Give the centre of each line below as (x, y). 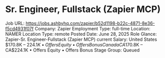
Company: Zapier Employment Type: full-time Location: (93, 28)
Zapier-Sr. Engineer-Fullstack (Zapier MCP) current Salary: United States (81, 39)
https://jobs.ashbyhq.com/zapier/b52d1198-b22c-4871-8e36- (90, 23)
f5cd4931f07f (20, 28)
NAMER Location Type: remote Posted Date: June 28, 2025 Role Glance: (81, 34)
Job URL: (15, 23)
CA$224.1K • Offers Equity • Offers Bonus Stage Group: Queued (73, 50)
